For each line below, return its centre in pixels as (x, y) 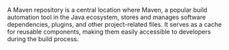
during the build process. (43, 39)
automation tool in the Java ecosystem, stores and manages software (107, 17)
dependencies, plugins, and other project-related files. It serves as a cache (114, 24)
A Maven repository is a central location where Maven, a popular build (107, 10)
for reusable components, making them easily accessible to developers (109, 32)
